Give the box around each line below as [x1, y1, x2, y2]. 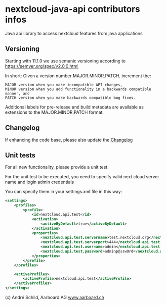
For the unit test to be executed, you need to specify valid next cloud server [5, 174, 160, 180]
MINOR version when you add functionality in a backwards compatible [5, 87, 152, 92]
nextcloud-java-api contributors [5, 3, 140, 15]
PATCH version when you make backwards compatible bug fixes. [5, 95, 136, 100]
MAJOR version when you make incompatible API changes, [5, 82, 123, 87]
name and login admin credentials [5, 179, 74, 185]
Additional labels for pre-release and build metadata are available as [5, 104, 144, 110]
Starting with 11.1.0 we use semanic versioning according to [5, 58, 126, 64]
